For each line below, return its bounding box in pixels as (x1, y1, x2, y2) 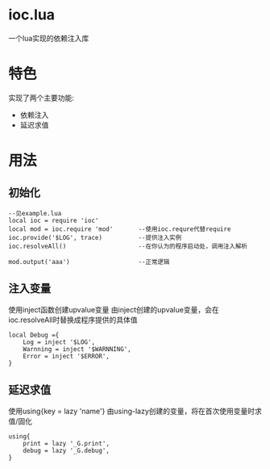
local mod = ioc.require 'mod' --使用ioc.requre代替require (8, 224, 231, 233)
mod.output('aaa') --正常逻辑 (8, 258, 170, 266)
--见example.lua (8, 209, 62, 217)
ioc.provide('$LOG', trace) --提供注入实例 (8, 233, 182, 241)
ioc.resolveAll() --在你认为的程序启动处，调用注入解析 (8, 242, 248, 250)
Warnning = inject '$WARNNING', (23, 345, 131, 353)
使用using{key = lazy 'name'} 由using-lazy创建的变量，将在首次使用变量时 (8, 406, 255, 416)
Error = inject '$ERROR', (23, 352, 110, 360)
